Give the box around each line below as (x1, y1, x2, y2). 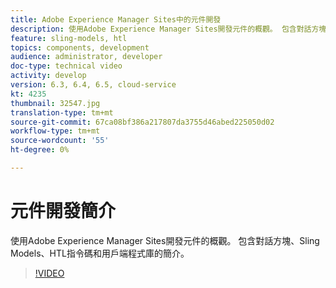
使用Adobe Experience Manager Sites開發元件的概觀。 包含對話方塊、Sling (10, 234, 320, 246)
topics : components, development (10, 42, 150, 53)
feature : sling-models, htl (10, 33, 128, 43)
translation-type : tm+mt (10, 107, 114, 118)
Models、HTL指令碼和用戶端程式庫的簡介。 (10, 247, 190, 259)
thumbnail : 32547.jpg (10, 98, 101, 108)
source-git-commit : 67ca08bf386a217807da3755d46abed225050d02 (10, 117, 275, 127)
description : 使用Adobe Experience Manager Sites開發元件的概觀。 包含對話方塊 (10, 24, 327, 34)
